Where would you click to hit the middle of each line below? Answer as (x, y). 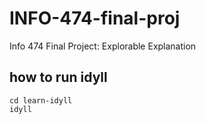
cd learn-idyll (41, 100)
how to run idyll (58, 77)
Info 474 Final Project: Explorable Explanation (103, 46)
